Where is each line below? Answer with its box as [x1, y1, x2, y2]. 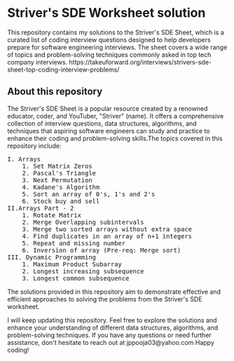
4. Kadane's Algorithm [22, 183, 100, 191]
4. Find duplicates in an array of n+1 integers [22, 232, 193, 240]
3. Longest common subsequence [22, 274, 130, 282]
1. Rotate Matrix [22, 211, 82, 219]
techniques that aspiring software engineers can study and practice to [7, 126, 210, 135]
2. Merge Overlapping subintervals [22, 218, 144, 226]
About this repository [7, 86, 103, 97]
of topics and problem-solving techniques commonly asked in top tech [7, 50, 212, 59]
